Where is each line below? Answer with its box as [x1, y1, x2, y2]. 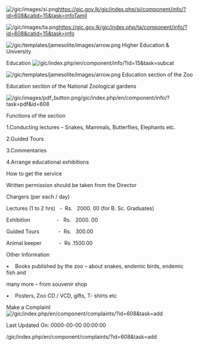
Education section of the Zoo [122, 71, 193, 78]
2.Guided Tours [6, 135, 44, 142]
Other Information [6, 251, 50, 258]
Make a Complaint [6, 304, 51, 311]
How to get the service [6, 170, 63, 177]
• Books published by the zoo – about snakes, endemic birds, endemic [6, 263, 184, 270]
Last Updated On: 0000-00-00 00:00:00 [6, 321, 106, 329]
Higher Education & [122, 42, 170, 48]
